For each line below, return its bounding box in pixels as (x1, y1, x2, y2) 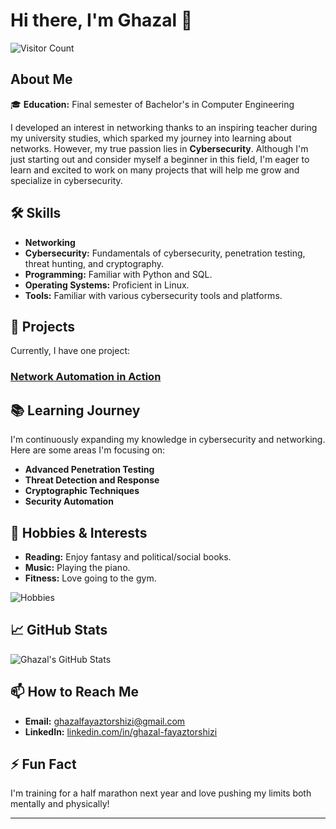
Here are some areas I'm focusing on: (10, 444, 166, 456)
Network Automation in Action (10, 370, 162, 384)
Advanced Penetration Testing (24, 464, 155, 476)
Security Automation (24, 495, 114, 508)
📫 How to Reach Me (10, 684, 139, 701)
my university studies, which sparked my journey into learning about (10, 132, 292, 144)
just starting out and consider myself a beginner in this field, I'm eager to (10, 153, 310, 165)
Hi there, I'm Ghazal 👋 (10, 9, 193, 32)
